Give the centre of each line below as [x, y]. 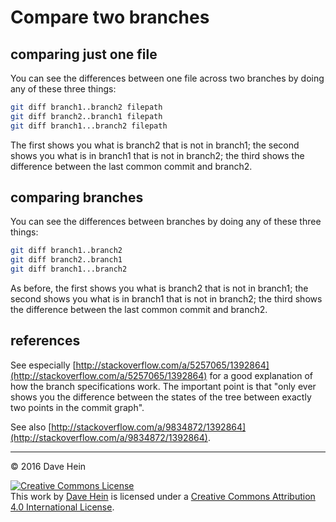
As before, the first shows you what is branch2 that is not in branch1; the [159, 288]
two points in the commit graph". [77, 407]
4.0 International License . [62, 507]
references [45, 341]
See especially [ [43, 365]
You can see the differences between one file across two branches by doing [167, 78]
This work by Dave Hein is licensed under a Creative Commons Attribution [163, 496]
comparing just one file [84, 54]
